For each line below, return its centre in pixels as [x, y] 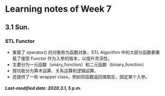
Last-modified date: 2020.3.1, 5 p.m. [43, 88]
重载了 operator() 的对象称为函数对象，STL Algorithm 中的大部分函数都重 [86, 52]
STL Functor [20, 41]
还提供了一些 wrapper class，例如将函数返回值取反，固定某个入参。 [81, 76]
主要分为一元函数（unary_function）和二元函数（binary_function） [79, 64]
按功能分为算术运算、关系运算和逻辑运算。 [55, 71]
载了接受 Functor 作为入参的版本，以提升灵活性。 [62, 58]
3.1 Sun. [17, 27]
